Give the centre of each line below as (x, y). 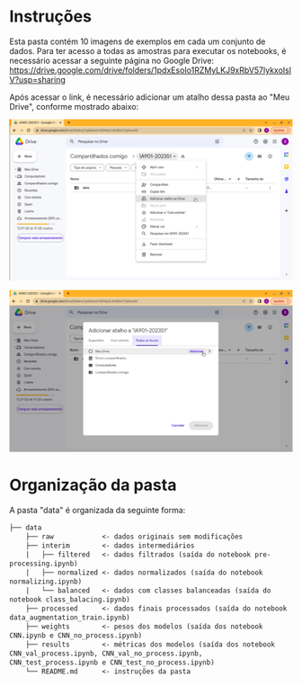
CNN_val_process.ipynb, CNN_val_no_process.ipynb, (106, 654)
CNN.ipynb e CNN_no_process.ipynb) (76, 636)
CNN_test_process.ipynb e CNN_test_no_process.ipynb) (112, 663)
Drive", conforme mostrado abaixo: (74, 106)
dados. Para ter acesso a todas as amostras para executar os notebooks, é (148, 50)
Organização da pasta (93, 485)
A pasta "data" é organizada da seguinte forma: (98, 511)
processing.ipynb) (44, 564)
